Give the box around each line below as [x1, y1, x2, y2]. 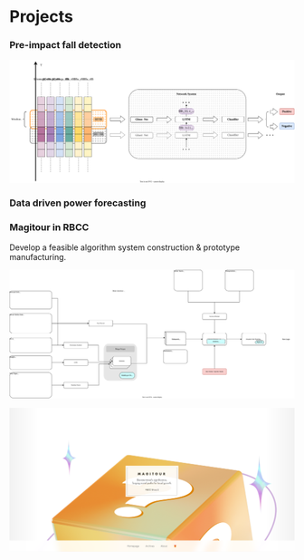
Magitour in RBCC [9, 221, 90, 234]
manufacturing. [9, 251, 67, 262]
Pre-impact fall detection [9, 39, 122, 52]
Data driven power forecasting [9, 197, 147, 209]
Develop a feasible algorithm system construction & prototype [9, 242, 241, 253]
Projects [9, 6, 74, 27]
